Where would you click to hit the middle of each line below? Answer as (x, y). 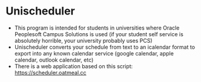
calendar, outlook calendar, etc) (54, 60)
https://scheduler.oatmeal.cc (50, 72)
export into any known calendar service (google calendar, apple (94, 53)
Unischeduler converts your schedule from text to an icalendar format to (104, 47)
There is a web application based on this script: (74, 66)
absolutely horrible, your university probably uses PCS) (83, 40)
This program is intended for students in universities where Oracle (97, 28)
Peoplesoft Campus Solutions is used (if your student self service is (99, 34)
